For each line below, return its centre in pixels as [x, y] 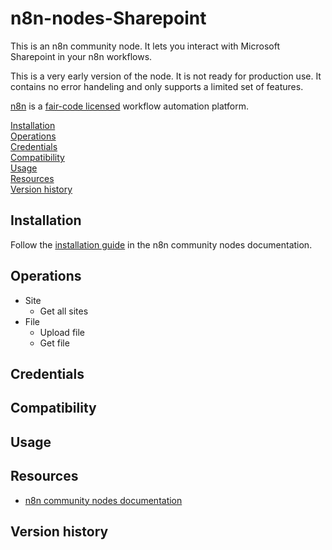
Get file [54, 343]
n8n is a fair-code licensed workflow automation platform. [129, 106]
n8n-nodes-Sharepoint [108, 18]
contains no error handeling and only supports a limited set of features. [157, 86]
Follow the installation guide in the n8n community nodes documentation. [161, 244]
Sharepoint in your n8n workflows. [81, 56]
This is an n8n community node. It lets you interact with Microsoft [145, 46]
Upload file [62, 332]
